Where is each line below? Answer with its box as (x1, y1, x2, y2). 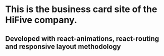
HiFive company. (5, 14, 77, 26)
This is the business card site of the (5, 4, 157, 15)
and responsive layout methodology (5, 42, 121, 51)
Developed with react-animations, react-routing (5, 34, 159, 43)
